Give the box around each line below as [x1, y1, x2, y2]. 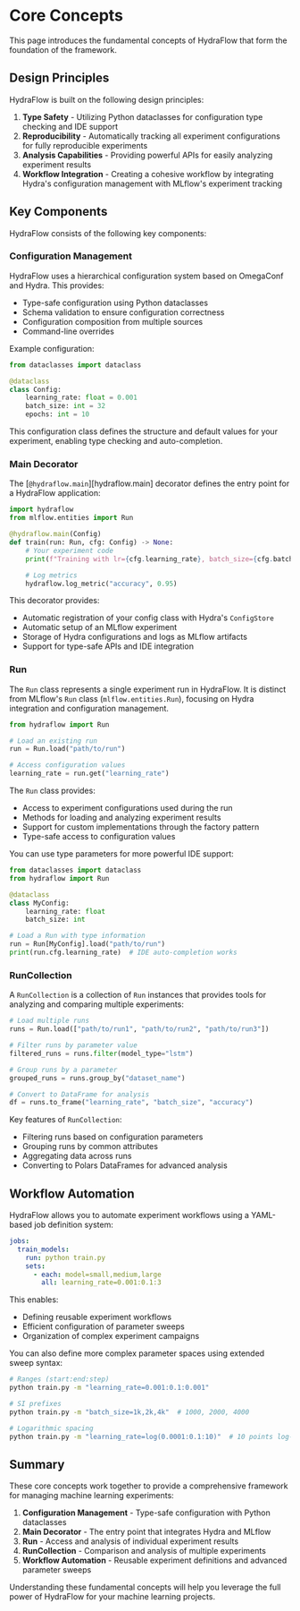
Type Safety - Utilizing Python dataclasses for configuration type [21, 111, 263, 122]
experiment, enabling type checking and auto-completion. [9, 436, 223, 447]
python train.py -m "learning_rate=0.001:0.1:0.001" [9, 1384, 210, 1393]
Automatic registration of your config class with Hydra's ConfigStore [21, 612, 274, 623]
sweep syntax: [9, 1358, 63, 1368]
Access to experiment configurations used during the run [21, 803, 234, 814]
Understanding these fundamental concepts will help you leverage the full [9, 1581, 281, 1593]
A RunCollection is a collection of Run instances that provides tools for [9, 990, 266, 1001]
